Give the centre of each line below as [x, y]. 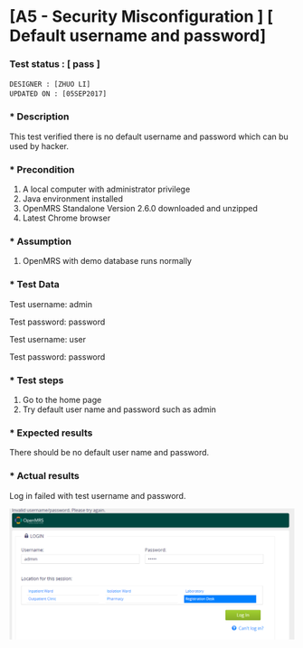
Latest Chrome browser [66, 218]
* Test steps [37, 380]
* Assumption [41, 241]
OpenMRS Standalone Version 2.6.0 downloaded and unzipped [140, 209]
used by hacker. [39, 146]
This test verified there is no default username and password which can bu [149, 136]
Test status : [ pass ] [55, 64]
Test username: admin [51, 304]
